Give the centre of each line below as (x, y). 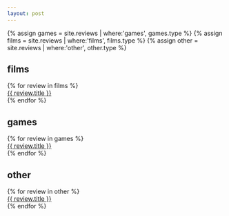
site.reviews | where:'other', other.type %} (67, 47)
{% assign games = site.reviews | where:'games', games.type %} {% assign (115, 33)
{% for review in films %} (43, 86)
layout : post (26, 13)
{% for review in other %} (43, 192)
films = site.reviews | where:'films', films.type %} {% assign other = (103, 40)
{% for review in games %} (46, 139)
